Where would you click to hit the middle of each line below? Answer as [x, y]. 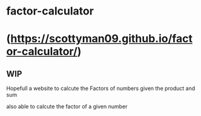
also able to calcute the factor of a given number [67, 106]
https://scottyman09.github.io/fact [101, 39]
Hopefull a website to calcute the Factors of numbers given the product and [101, 88]
